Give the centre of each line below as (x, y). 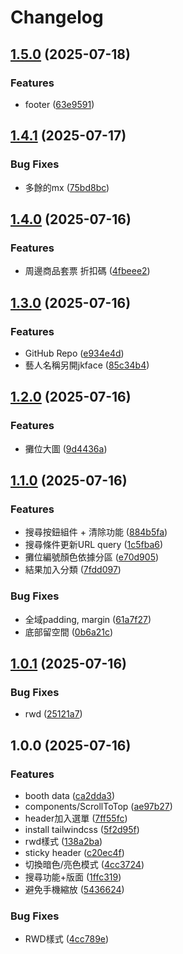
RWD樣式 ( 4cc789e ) (67, 939)
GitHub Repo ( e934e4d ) (74, 353)
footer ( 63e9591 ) (59, 104)
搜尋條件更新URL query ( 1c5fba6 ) (94, 545)
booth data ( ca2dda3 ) (70, 795)
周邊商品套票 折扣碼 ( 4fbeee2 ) (87, 271)
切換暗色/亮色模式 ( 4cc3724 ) (84, 864)
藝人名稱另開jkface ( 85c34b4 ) (87, 365)
